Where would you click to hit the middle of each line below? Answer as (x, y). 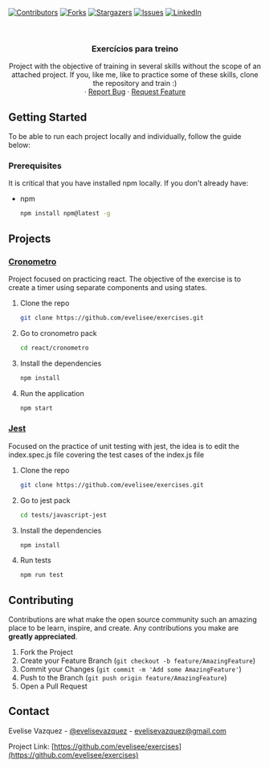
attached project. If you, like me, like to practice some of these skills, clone (135, 75)
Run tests (36, 560)
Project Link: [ (31, 746)
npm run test (42, 575)
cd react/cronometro (54, 348)
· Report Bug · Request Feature (135, 92)
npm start (37, 408)
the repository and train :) (135, 84)
